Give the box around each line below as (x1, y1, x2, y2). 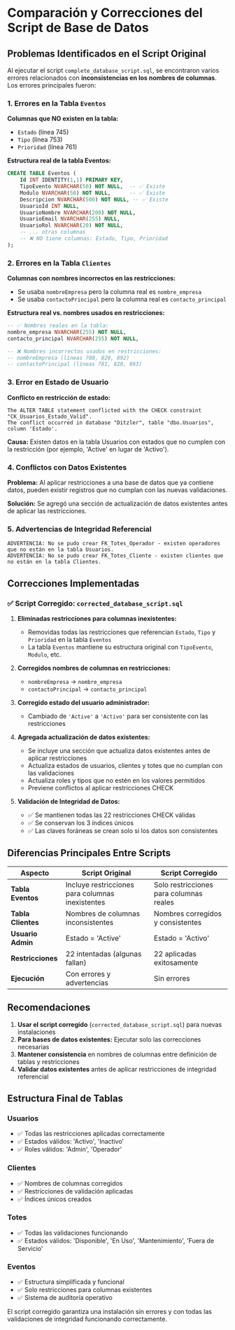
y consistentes (153, 917, 202, 927)
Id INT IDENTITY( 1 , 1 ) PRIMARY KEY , (20, 176, 124, 183)
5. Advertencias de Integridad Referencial (7, 524, 152, 533)
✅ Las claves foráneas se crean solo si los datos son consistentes (27, 826, 218, 834)
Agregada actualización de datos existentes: (17, 733, 150, 741)
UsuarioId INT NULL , (20, 202, 80, 209)
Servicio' (17, 1244, 43, 1252)
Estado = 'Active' (65, 933, 121, 943)
